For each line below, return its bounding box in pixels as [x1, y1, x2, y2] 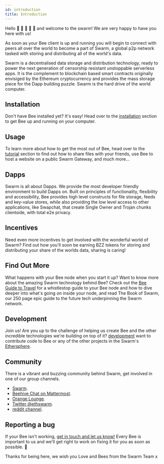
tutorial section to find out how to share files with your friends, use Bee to [5, 151, 153, 157]
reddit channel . [12, 406, 43, 412]
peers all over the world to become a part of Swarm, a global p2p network [5, 45, 154, 51]
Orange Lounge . [12, 396, 46, 402]
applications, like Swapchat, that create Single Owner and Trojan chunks [5, 204, 151, 210]
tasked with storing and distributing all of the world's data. [5, 50, 122, 56]
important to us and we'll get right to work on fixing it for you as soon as [5, 439, 150, 444]
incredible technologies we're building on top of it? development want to [5, 333, 151, 339]
